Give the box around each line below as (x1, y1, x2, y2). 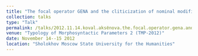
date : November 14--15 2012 (6, 36, 75, 41)
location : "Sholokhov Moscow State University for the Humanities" (6, 41, 176, 47)
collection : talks (6, 14, 51, 20)
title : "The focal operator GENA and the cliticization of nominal (6, 8, 176, 15)
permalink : (6, 24, 33, 31)
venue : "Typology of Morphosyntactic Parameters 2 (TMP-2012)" (6, 30, 165, 36)
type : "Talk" (6, 19, 38, 25)
